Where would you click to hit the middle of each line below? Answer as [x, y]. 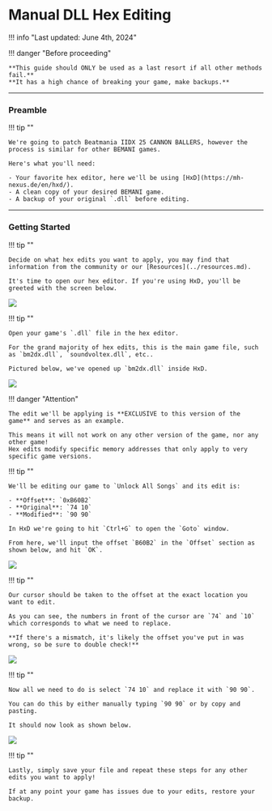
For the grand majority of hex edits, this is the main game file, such [134, 347]
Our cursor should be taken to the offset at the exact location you [128, 595]
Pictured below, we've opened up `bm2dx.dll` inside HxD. [108, 369]
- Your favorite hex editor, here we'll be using [94, 178]
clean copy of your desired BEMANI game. [93, 192]
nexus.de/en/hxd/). [41, 185]
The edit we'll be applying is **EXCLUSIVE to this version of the [125, 414]
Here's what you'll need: [52, 164]
